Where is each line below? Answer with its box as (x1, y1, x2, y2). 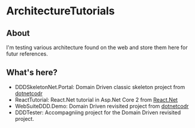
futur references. (6, 50, 48, 57)
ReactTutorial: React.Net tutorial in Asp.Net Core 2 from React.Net (14, 96, 178, 103)
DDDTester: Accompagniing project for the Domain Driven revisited (14, 109, 181, 116)
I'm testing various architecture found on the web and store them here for (6, 44, 188, 51)
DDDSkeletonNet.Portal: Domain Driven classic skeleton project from (14, 83, 185, 90)
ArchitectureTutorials (6, 4, 115, 18)
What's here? (6, 68, 58, 78)
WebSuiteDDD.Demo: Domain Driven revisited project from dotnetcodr (14, 102, 189, 109)
